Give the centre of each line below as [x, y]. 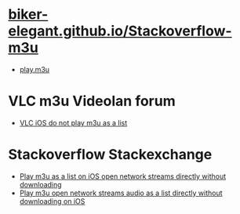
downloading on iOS [52, 201]
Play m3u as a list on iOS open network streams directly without [123, 176]
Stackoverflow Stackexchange [110, 155]
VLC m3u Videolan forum [92, 102]
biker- [28, 15]
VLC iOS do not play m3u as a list [73, 122]
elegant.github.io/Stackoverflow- [120, 31]
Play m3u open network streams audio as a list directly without [121, 193]
